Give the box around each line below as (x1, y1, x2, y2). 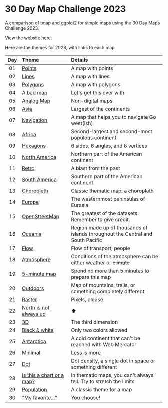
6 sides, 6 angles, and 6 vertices (71, 142, 147, 149)
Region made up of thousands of (71, 224, 148, 231)
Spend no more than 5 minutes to (71, 267, 150, 274)
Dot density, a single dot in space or (71, 357, 156, 364)
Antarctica (22, 338, 46, 345)
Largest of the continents (71, 105, 130, 112)
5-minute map (22, 270, 56, 277)
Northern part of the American (71, 150, 142, 157)
